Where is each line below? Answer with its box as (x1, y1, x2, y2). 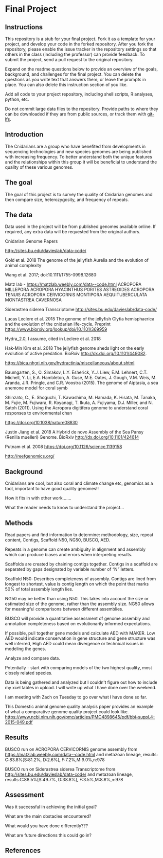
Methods (5, 519, 33, 527)
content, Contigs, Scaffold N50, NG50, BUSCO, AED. (5, 537, 110, 543)
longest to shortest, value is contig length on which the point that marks (5, 581, 149, 587)
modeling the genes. (5, 646, 46, 652)
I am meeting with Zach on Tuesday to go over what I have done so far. (5, 694, 147, 700)
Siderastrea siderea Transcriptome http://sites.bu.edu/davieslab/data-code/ (5, 307, 157, 313)
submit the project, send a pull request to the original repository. (5, 57, 134, 62)
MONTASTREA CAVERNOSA (5, 297, 62, 303)
